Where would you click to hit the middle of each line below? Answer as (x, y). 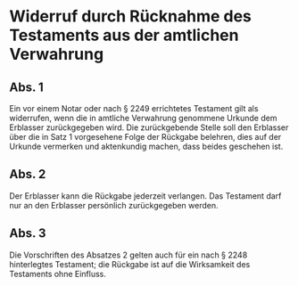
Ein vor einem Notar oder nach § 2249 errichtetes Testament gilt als (134, 108)
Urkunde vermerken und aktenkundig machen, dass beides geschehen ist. (146, 146)
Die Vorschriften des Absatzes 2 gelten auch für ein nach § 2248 (128, 255)
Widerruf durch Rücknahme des (131, 16)
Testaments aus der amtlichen (124, 35)
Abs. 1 (27, 87)
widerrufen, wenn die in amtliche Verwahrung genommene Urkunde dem (143, 118)
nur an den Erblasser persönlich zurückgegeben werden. (114, 205)
